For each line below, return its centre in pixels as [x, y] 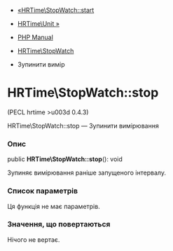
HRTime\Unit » [38, 23]
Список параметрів [43, 191]
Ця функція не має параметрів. [54, 206]
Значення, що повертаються [59, 224]
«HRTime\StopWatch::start [56, 10]
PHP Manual [35, 37]
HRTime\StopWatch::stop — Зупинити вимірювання [83, 125]
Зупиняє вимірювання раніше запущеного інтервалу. [87, 173]
